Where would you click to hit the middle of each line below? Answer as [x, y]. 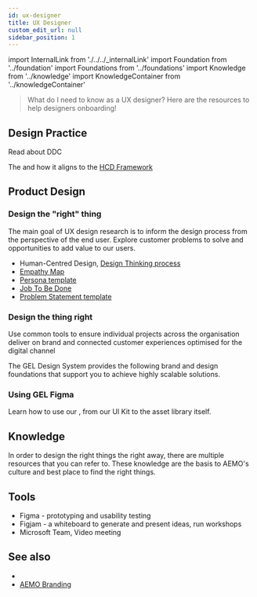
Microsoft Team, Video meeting [70, 532]
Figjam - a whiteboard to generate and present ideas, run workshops [130, 524]
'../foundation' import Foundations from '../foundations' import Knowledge [127, 68]
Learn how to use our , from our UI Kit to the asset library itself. [110, 412]
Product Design [47, 192]
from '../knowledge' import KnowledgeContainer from [94, 76]
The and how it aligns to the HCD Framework [80, 167]
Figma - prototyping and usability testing [85, 515]
